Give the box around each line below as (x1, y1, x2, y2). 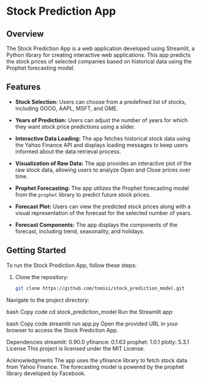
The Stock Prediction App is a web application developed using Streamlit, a (6, 45, 195, 52)
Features (6, 82, 41, 92)
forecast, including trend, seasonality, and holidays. (15, 227, 145, 235)
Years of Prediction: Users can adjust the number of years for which (15, 116, 188, 123)
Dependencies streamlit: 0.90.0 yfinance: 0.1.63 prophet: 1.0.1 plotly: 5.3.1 (6, 338, 189, 346)
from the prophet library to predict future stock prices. (15, 191, 151, 198)
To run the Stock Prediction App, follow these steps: (6, 261, 137, 269)
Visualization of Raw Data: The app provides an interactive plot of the (15, 159, 192, 167)
